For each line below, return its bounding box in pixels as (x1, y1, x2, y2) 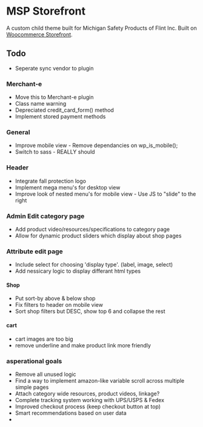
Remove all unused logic (15, 371, 77, 378)
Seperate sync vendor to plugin (15, 64, 94, 72)
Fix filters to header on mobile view (15, 301, 103, 309)
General (6, 128, 30, 136)
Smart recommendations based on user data (15, 409, 127, 417)
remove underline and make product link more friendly (15, 341, 151, 349)
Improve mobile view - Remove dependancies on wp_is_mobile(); (15, 142, 178, 149)
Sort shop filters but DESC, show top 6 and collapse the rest (15, 308, 165, 315)
